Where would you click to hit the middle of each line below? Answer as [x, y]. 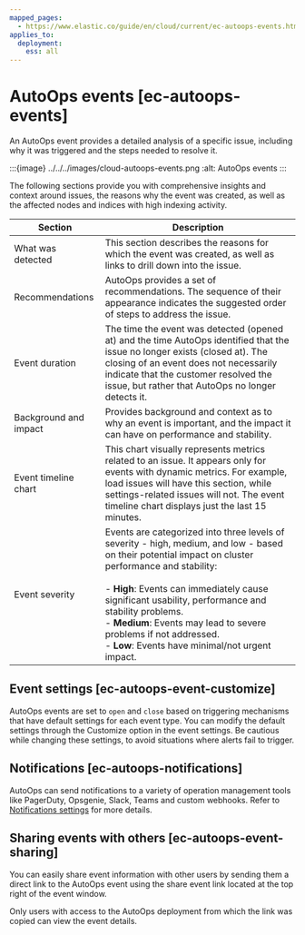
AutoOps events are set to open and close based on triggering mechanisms [149, 711]
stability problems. [144, 612]
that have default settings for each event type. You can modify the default [148, 720]
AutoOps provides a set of [160, 280]
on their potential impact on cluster [179, 555]
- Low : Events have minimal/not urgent [188, 645]
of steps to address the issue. [168, 314]
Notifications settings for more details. [81, 810]
